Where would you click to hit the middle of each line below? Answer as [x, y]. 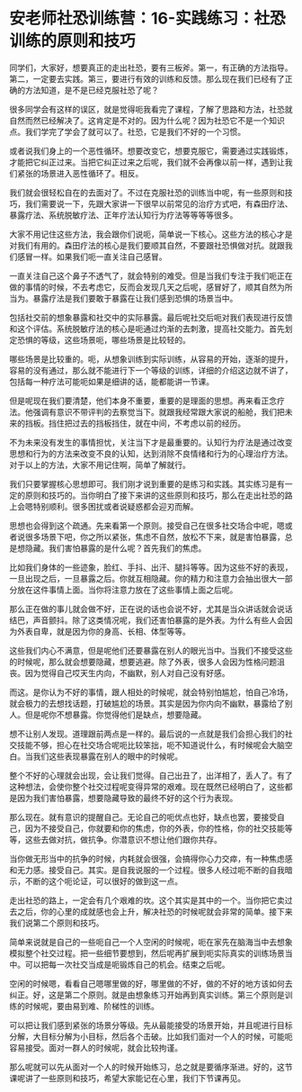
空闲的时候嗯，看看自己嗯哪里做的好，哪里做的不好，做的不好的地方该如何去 [151, 983]
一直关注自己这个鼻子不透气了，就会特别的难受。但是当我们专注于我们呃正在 [151, 275]
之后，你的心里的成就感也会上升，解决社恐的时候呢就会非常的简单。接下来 [155, 911]
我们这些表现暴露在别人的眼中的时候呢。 [107, 756]
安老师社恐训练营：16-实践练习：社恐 [147, 18]
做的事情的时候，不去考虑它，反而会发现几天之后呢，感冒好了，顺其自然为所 [151, 287]
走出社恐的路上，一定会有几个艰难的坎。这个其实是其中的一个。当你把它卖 [147, 900]
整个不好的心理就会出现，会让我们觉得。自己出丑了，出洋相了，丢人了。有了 [151, 775]
